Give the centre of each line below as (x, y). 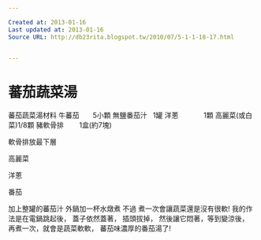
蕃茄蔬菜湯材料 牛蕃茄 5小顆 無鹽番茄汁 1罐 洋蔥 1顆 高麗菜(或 (127, 116)
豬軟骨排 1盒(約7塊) (74, 125)
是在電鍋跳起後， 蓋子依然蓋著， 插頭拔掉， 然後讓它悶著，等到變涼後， (132, 219)
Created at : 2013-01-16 (47, 22)
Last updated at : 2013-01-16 (56, 30)
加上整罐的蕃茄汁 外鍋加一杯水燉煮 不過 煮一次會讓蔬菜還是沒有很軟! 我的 (127, 209)
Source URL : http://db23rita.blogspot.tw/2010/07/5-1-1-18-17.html (121, 37)
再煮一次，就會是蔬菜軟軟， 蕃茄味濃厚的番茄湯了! (89, 228)
